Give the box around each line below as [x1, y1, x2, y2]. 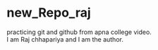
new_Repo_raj [6, 5, 91, 21]
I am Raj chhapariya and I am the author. [6, 35, 124, 43]
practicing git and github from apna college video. [6, 28, 152, 36]
